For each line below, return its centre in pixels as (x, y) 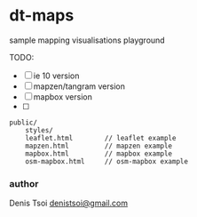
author (24, 183)
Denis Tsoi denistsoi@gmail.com (69, 203)
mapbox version (63, 96)
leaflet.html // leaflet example (101, 138)
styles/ (39, 130)
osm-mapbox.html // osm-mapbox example (107, 161)
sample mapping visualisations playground (87, 40)
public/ (24, 122)
